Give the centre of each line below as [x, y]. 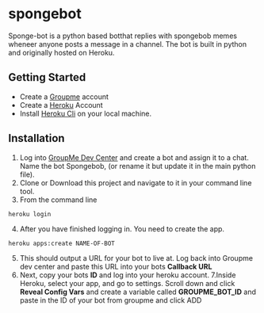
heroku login [30, 214]
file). [27, 174]
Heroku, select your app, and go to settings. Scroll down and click [127, 283]
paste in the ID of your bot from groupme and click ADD [111, 300]
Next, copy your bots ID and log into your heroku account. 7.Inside [128, 275]
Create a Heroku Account [61, 105]
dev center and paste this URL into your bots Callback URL [116, 266]
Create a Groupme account [64, 97]
